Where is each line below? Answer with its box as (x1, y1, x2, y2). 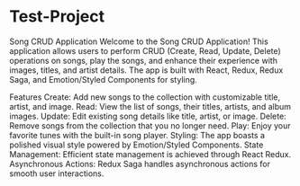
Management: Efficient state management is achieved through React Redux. (9, 148, 292, 159)
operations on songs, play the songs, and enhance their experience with (9, 55, 277, 66)
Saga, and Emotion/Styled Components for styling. (9, 74, 198, 84)
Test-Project (9, 6, 105, 27)
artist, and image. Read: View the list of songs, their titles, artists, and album (9, 101, 291, 111)
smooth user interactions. (9, 168, 105, 179)
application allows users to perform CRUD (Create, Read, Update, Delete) (9, 45, 281, 56)
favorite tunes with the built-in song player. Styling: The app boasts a (9, 129, 266, 140)
